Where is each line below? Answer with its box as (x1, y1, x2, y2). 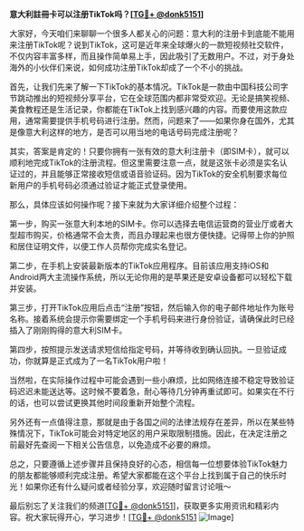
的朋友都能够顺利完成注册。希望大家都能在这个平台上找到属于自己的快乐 (9, 470, 279, 480)
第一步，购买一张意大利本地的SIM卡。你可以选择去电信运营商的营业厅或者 (9, 218, 286, 229)
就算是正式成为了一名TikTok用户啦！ (33, 355, 169, 366)
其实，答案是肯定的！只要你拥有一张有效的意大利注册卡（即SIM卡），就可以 (9, 146, 290, 157)
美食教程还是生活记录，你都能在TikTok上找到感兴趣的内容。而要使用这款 (9, 104, 280, 114)
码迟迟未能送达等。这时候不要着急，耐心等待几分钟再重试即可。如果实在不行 (9, 386, 295, 397)
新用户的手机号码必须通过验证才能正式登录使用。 (9, 180, 192, 190)
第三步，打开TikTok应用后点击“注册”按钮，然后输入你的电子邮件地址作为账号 (9, 303, 295, 313)
